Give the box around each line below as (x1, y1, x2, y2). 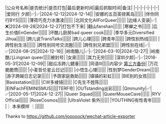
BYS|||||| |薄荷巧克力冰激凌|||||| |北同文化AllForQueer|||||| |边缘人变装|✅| (9, 17, 157, 23)
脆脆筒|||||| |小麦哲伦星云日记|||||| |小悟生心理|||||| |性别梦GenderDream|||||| (5, 67, 160, 72)
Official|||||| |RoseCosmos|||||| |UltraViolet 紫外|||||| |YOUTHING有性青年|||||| (5, 97, 161, 103)
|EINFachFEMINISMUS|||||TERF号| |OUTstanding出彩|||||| (5, 85, 122, 91)
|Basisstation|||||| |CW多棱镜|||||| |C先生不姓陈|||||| (5, 79, 108, 85)
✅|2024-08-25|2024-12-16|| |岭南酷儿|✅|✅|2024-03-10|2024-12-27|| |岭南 (5, 48, 160, 54)
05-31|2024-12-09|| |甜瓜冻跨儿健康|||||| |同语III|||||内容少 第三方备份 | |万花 (5, 61, 159, 66)
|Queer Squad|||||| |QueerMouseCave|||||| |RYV (64, 91, 161, 97)
